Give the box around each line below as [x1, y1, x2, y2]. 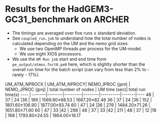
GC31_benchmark [5, 14, 80, 25]
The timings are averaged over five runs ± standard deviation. [12, 30, 137, 36]
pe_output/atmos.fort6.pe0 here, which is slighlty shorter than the [12, 61, 145, 67]
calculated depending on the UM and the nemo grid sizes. [12, 40, 129, 46]
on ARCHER [80, 14, 129, 25]
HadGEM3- [67, 3, 114, 15]
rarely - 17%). [12, 72, 40, 77]
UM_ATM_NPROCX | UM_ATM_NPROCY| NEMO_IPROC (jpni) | [5, 81, 130, 87]
